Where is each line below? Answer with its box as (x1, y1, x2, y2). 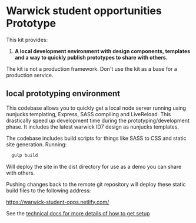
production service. (6, 71, 54, 78)
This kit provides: (6, 36, 48, 43)
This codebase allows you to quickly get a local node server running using (6, 104, 187, 112)
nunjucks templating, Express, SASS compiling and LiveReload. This (6, 110, 171, 117)
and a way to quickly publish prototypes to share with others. (14, 54, 168, 61)
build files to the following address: (6, 187, 91, 194)
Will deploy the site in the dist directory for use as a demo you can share (6, 163, 182, 170)
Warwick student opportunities (6, 4, 162, 18)
